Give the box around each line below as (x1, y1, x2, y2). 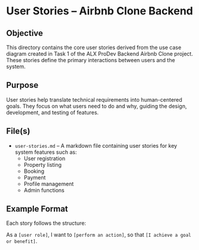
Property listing (23, 161, 62, 168)
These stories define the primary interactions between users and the (6, 57, 175, 63)
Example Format (6, 204, 69, 214)
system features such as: (14, 148, 77, 156)
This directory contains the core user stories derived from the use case (6, 44, 182, 51)
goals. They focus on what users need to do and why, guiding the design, (6, 102, 187, 109)
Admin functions (23, 187, 65, 194)
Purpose (6, 80, 39, 90)
